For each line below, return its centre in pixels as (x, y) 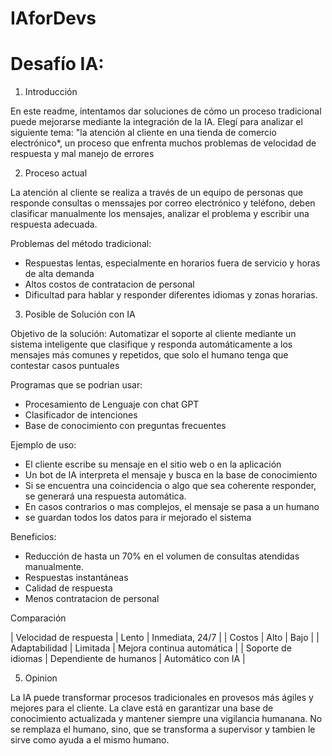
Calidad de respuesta (68, 588)
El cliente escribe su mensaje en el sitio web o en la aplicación (153, 464)
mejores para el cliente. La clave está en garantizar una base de (142, 708)
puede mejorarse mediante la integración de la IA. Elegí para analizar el (156, 122)
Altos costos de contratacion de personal (109, 284)
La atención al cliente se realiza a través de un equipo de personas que (157, 193)
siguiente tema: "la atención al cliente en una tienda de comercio (143, 133)
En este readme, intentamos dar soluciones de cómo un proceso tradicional (166, 111)
